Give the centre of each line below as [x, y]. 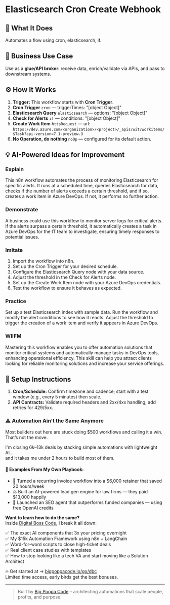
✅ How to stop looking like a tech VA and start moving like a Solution [77, 556]
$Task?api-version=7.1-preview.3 [48, 134]
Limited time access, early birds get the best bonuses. [62, 577]
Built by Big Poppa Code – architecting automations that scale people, [90, 591]
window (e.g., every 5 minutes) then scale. [57, 397]
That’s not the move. [27, 437]
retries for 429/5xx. [33, 408]
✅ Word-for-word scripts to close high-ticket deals [58, 544]
